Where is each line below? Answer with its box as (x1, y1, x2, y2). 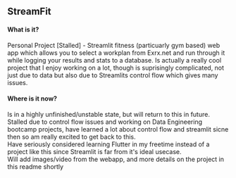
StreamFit (7, 6, 51, 18)
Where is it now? (7, 94, 58, 103)
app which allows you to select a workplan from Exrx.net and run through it (7, 49, 225, 57)
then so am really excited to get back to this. (7, 132, 136, 141)
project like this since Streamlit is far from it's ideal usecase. (7, 147, 182, 155)
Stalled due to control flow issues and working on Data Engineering (7, 117, 203, 126)
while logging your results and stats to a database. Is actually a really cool (7, 56, 222, 64)
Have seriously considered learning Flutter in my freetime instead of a (7, 140, 210, 148)
